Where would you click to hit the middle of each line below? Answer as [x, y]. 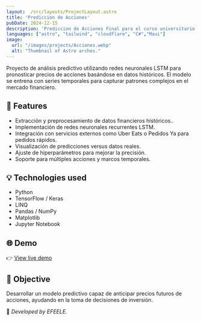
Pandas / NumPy [36, 212]
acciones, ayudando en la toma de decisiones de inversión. [80, 300]
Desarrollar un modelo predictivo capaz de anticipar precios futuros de [94, 293]
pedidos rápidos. [36, 139]
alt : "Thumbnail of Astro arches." [56, 51]
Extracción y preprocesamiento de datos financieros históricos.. [94, 120]
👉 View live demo [29, 258]
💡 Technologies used [47, 178]
